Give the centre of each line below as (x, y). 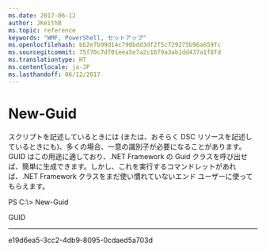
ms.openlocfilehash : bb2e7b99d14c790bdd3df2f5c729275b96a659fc (115, 45)
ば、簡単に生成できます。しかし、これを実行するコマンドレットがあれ (122, 166)
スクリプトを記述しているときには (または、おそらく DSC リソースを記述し (131, 136)
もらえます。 (29, 186)
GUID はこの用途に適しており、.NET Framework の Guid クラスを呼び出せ (128, 156)
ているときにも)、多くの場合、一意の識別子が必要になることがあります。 (127, 146)
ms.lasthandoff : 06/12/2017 (55, 74)
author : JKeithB (35, 23)
